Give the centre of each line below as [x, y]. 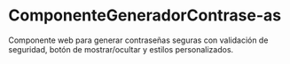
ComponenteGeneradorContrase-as [145, 16]
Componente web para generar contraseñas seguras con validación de [138, 40]
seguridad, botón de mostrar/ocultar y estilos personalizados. [121, 49]
